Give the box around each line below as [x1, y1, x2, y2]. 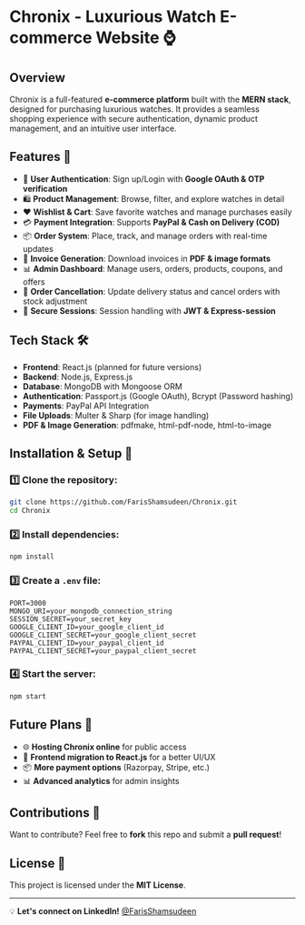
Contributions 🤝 [9, 805, 101, 820]
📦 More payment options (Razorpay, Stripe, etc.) [22, 761, 211, 772]
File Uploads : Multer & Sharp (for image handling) [22, 409, 210, 420]
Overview [9, 70, 66, 85]
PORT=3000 [9, 598, 47, 608]
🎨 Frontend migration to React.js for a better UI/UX [22, 751, 216, 762]
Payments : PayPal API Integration [22, 400, 150, 411]
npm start [9, 691, 47, 701]
